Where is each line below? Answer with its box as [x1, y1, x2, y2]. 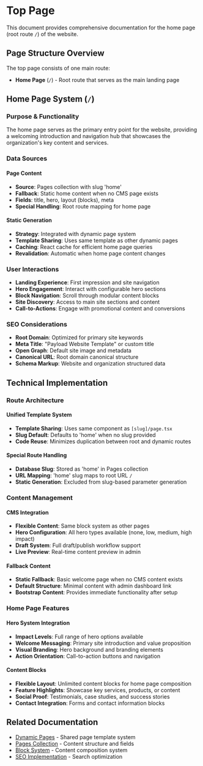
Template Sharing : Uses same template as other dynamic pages [15, 237, 179, 244]
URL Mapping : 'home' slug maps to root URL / [15, 472, 133, 479]
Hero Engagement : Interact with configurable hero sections [15, 285, 166, 293]
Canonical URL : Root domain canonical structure [15, 353, 139, 361]
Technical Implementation [6, 377, 108, 388]
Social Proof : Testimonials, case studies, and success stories [15, 693, 170, 700]
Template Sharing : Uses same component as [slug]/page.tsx [15, 424, 172, 432]
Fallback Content [6, 562, 51, 569]
